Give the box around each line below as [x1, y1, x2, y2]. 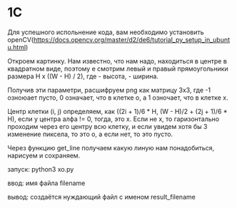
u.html [7, 43, 26, 51]
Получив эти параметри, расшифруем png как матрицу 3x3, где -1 [7, 85, 211, 94]
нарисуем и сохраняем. [7, 151, 81, 160]
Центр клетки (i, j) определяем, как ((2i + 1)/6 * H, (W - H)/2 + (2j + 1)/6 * [7, 107, 228, 115]
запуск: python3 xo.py [7, 165, 74, 173]
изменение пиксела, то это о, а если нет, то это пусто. [7, 130, 173, 138]
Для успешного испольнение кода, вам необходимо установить [7, 28, 205, 36]
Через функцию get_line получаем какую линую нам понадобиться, [7, 143, 215, 152]
